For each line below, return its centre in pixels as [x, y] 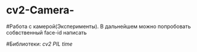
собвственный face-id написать [47, 32]
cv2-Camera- [40, 10]
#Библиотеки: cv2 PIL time [39, 44]
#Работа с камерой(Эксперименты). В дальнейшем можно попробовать [99, 26]
